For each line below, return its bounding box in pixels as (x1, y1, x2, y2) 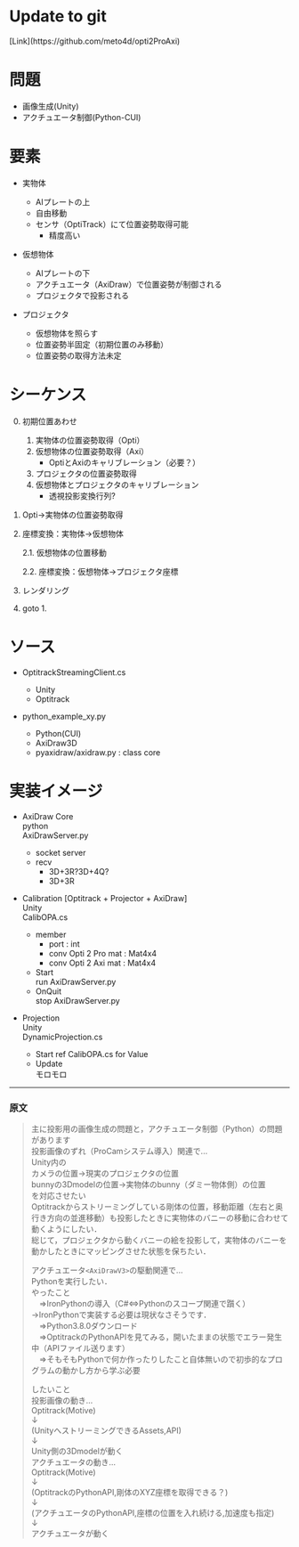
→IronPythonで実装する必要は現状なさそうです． (30, 1309, 212, 1320)
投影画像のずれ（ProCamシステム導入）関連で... (30, 1145, 208, 1156)
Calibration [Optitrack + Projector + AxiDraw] (21, 892, 188, 903)
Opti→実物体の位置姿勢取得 (21, 509, 124, 520)
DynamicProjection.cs (21, 1031, 103, 1042)
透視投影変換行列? (48, 490, 116, 501)
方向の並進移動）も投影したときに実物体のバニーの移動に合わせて (46, 1212, 289, 1223)
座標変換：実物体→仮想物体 (21, 528, 125, 539)
